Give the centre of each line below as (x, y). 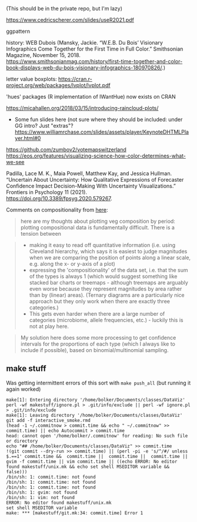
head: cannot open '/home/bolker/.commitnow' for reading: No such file (97, 436)
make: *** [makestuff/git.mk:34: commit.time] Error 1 (75, 513)
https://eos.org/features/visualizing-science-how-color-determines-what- (96, 156)
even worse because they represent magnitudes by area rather (106, 289)
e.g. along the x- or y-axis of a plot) (72, 264)
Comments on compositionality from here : (57, 210)
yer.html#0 (28, 138)
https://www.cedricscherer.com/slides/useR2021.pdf (70, 20)
